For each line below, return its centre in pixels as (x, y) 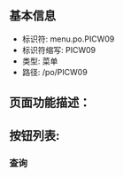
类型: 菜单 (40, 61)
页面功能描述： (50, 103)
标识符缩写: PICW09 (59, 50)
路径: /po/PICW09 (55, 72)
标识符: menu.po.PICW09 (68, 39)
